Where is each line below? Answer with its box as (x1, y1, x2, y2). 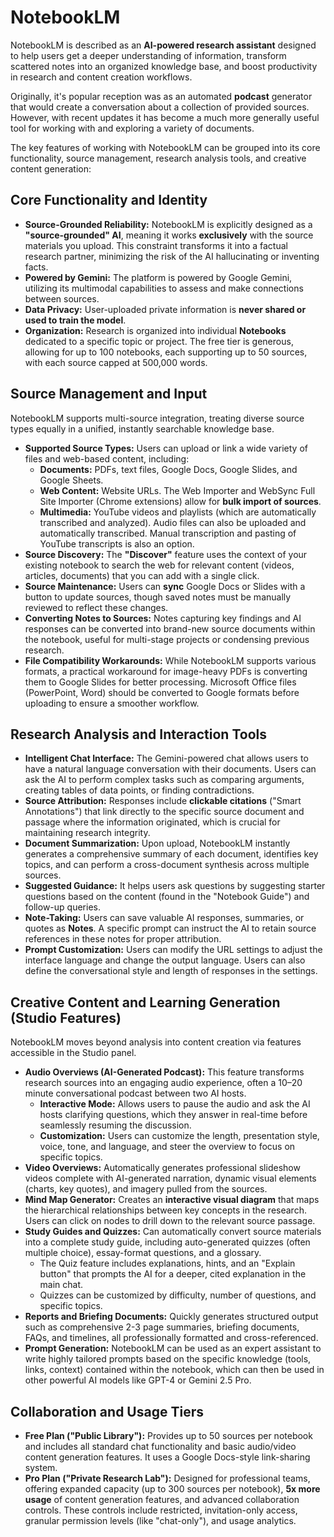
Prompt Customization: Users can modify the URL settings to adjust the (24, 944, 323, 956)
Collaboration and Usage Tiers (10, 1403, 204, 1420)
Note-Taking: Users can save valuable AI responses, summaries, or (24, 912, 305, 924)
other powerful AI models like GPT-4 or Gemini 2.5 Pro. (24, 1374, 252, 1386)
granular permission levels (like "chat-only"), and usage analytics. (24, 1515, 297, 1526)
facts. (24, 261, 49, 273)
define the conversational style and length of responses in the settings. (24, 965, 318, 977)
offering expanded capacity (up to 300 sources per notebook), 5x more (24, 1483, 321, 1495)
